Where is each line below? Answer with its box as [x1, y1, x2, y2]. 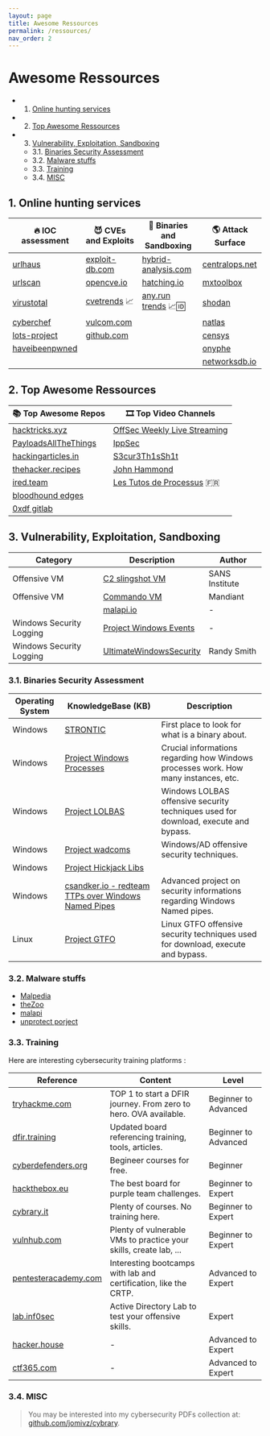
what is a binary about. [161, 728, 247, 740]
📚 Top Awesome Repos [12, 408, 106, 419]
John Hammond [112, 463, 174, 475]
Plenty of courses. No [109, 1201, 192, 1212]
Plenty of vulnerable [109, 1224, 186, 1235]
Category [35, 554, 72, 565]
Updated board [109, 1121, 167, 1132]
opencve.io [85, 277, 128, 288]
